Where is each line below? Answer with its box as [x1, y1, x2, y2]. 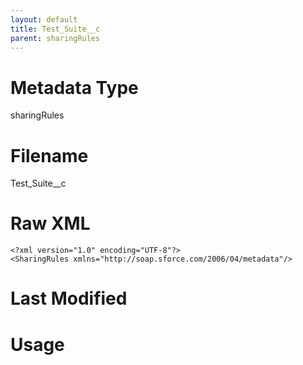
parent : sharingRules [10, 33, 101, 43]
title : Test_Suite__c [10, 24, 101, 34]
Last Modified [10, 287, 128, 310]
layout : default [10, 14, 78, 25]
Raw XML [10, 212, 91, 235]
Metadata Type [10, 76, 139, 99]
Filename [10, 144, 89, 167]
